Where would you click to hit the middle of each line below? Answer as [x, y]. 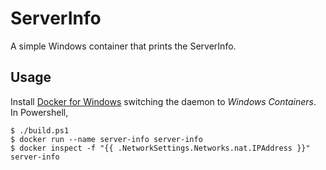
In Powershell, [39, 112]
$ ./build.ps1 [40, 130]
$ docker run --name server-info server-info [106, 139]
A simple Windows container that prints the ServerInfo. [123, 46]
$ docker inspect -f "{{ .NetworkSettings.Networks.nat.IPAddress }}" [160, 148]
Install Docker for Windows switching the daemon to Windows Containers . [163, 101]
